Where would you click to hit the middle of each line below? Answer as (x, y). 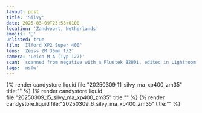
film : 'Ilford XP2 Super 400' (44, 46)
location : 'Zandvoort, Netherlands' (52, 29)
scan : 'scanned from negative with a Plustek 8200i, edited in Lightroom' (103, 62)
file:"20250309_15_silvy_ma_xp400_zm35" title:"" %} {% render (86, 97)
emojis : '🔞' (21, 34)
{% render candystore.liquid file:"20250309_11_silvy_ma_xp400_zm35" (94, 85)
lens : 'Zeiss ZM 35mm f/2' (40, 51)
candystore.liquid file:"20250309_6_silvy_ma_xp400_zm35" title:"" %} (93, 104)
